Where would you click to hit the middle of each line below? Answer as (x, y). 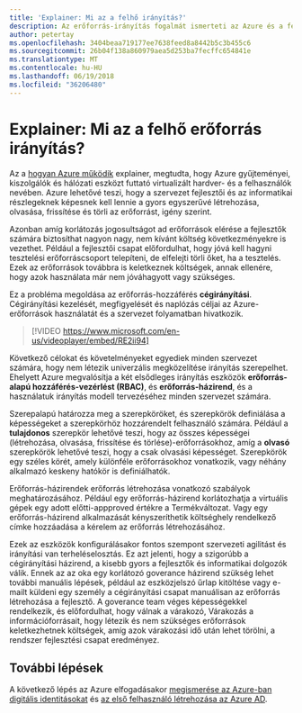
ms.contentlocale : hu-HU (56, 68)
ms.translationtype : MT (54, 59)
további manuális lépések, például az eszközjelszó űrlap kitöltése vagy (140, 582)
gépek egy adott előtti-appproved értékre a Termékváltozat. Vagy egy (138, 507)
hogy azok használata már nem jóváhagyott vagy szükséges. (122, 276)
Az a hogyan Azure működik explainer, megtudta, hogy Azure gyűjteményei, (150, 173)
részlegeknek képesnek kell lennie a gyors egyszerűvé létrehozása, (134, 202)
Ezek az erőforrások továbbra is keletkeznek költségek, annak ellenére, (141, 267)
